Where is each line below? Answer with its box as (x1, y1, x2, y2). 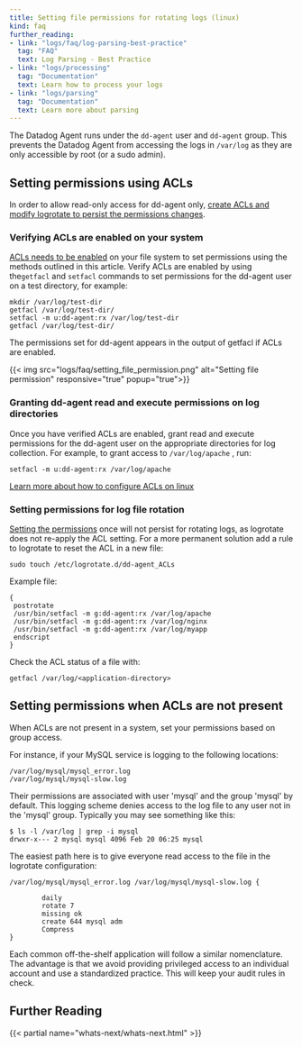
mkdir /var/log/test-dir (9, 298, 103, 307)
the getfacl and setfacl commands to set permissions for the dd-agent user (9, 271, 293, 282)
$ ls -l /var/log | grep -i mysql (9, 826, 140, 836)
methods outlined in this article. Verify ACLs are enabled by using (9, 261, 252, 272)
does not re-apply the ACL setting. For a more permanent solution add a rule (9, 533, 294, 543)
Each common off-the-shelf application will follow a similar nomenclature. (9, 948, 283, 960)
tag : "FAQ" (17, 47, 59, 56)
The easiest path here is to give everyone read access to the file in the (9, 851, 270, 861)
